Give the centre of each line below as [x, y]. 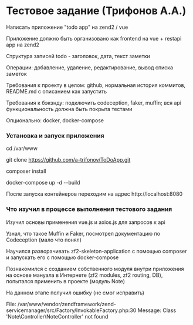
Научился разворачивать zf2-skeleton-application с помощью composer [97, 251]
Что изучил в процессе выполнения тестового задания [89, 209]
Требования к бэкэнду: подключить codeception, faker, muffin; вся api [94, 103]
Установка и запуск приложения [55, 135]
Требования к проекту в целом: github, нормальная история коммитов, [96, 85]
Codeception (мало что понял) [44, 240]
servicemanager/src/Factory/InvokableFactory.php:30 [71, 310]
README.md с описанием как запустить [57, 91]
